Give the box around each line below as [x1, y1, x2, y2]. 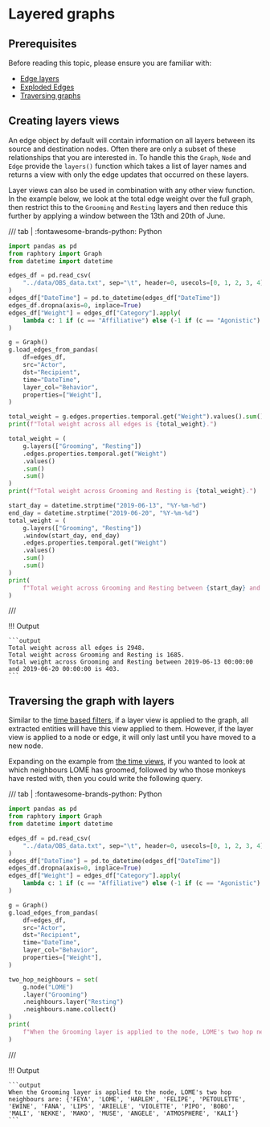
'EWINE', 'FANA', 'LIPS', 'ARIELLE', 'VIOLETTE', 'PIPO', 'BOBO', [8, 1102, 235, 1110]
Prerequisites [8, 37, 77, 51]
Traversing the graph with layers [8, 693, 175, 708]
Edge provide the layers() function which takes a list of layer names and [8, 161, 247, 171]
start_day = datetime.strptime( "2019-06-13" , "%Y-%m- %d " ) [8, 502, 207, 510]
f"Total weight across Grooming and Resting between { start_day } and [22, 584, 261, 592]
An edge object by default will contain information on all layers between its [8, 135, 256, 145]
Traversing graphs [19, 91, 81, 101]
